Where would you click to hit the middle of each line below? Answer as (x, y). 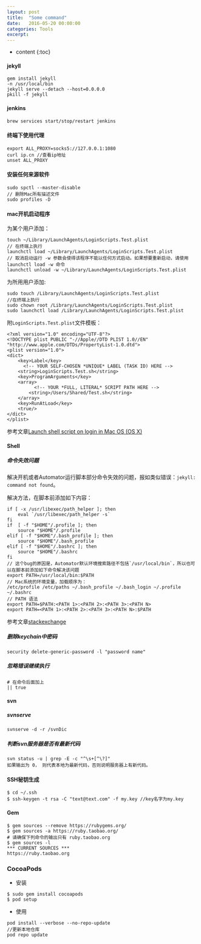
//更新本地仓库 (23, 929)
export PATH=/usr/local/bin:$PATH (51, 575)
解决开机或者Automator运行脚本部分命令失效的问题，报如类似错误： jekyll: (101, 477)
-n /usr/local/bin (30, 84)
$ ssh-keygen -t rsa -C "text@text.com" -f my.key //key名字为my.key (95, 799)
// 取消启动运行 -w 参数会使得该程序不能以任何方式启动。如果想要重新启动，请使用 (98, 258)
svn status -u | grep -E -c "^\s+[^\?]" (59, 759)
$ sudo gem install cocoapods (45, 894)
